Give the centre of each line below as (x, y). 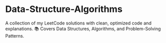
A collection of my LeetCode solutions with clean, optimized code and (78, 23)
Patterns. (15, 35)
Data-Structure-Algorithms (64, 9)
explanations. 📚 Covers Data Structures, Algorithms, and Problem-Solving (83, 28)
